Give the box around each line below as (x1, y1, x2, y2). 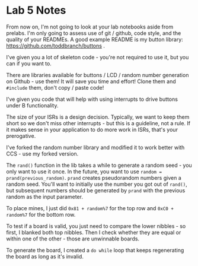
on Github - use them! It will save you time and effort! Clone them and (6, 78, 176, 85)
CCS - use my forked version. (6, 150, 79, 157)
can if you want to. (6, 60, 52, 67)
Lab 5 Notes (6, 4, 66, 17)
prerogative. (6, 132, 36, 140)
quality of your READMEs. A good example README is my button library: (6, 36, 184, 43)
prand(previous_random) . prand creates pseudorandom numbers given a (6, 174, 182, 181)
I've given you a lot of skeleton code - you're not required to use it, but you (6, 53, 189, 61)
